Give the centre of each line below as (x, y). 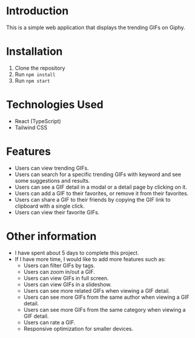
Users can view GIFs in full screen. (66, 278)
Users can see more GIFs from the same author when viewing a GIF (106, 297)
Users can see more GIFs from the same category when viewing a (105, 309)
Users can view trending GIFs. (52, 168)
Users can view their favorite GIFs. (57, 212)
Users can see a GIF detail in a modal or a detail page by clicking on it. (101, 187)
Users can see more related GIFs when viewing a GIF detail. (97, 290)
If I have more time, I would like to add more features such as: (90, 259)
